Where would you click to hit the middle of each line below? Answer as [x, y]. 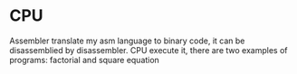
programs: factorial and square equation [85, 60]
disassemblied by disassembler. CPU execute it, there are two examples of [148, 50]
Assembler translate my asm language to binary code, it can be [127, 41]
